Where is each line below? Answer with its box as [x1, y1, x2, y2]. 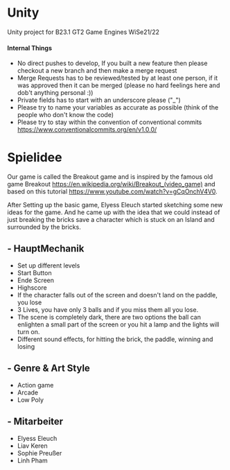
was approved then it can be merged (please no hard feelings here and [17, 81, 220, 89]
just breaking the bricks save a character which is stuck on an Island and [7, 216, 215, 224]
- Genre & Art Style [7, 363, 90, 374]
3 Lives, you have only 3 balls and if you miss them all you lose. [17, 305, 199, 313]
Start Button [17, 268, 52, 277]
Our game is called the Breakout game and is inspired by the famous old [7, 173, 213, 181]
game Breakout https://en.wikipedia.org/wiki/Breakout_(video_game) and [7, 180, 215, 189]
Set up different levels [17, 261, 80, 270]
